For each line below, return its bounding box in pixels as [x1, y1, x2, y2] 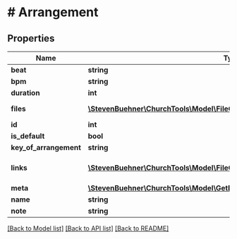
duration [11, 88, 40, 97]
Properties [7, 32, 55, 44]
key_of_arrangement [11, 142, 81, 152]
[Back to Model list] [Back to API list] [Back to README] [7, 224, 169, 233]
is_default [11, 131, 45, 141]
